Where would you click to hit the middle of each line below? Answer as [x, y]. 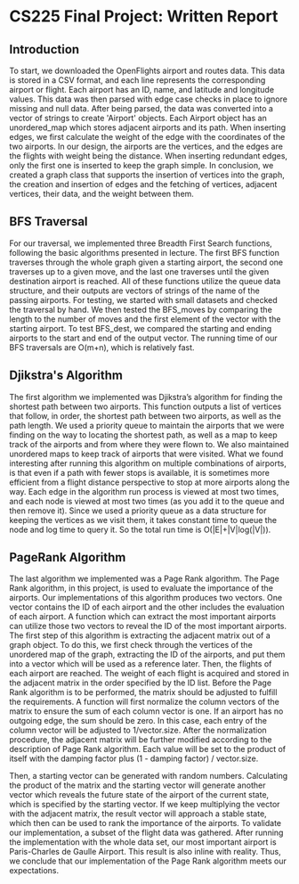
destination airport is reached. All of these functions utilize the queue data [145, 281]
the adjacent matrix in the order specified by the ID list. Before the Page [141, 683]
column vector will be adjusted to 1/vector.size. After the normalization [138, 730]
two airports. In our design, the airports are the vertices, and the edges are [146, 146]
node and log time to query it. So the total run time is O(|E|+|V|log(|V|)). [140, 529]
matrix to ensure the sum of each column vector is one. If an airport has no [146, 711]
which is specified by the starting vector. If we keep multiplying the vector [145, 805]
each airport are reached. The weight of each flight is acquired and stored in [149, 674]
